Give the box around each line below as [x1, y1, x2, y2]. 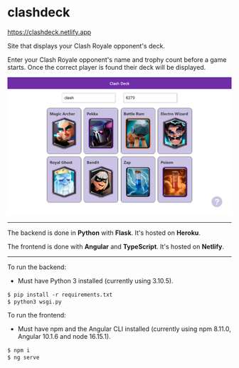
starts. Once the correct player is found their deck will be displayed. [7, 63, 206, 71]
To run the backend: [7, 263, 66, 271]
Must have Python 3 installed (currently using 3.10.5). [17, 277, 174, 285]
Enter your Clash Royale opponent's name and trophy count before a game [7, 55, 227, 64]
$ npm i [7, 347, 31, 354]
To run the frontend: [7, 311, 66, 320]
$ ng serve [7, 354, 40, 362]
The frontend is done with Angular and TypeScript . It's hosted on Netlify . [7, 243, 224, 251]
